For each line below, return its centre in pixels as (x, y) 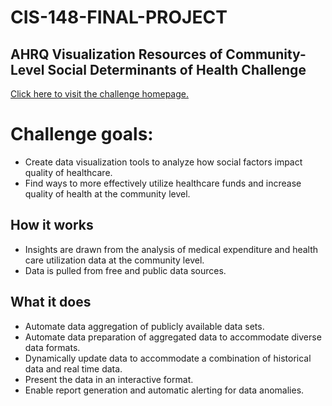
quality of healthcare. (68, 172)
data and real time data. (73, 368)
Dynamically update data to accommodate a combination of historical (168, 358)
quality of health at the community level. (107, 193)
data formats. (52, 347)
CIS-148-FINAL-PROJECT (119, 17)
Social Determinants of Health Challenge (177, 69)
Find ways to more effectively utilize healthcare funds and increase (163, 183)
